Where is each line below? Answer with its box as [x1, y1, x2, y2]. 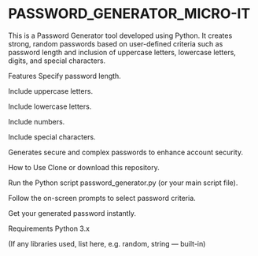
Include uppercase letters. [8, 86, 93, 95]
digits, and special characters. [8, 56, 106, 65]
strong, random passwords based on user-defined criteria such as [8, 39, 223, 48]
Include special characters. [8, 132, 96, 142]
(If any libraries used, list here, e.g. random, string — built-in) [8, 239, 206, 248]
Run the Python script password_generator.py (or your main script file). [8, 178, 238, 187]
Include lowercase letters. [8, 102, 92, 111]
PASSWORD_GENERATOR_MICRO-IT [8, 5, 251, 23]
